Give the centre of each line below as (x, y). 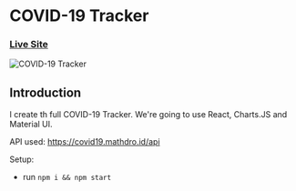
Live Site (29, 45)
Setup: (22, 159)
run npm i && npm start (67, 177)
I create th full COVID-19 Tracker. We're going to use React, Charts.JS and (148, 115)
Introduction (46, 92)
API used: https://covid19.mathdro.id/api (85, 142)
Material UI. (31, 125)
